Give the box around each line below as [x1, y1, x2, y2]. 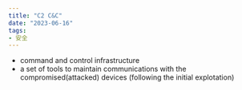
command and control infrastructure [19, 56, 140, 65]
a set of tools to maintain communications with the [19, 65, 187, 74]
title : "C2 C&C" [8, 11, 63, 20]
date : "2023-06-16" [8, 19, 74, 27]
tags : [8, 26, 26, 34]
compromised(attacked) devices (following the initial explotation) [19, 72, 235, 82]
